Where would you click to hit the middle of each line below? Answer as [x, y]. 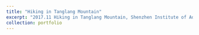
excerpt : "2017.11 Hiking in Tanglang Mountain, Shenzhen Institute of [96, 17]
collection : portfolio [34, 23]
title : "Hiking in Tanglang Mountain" [54, 12]
